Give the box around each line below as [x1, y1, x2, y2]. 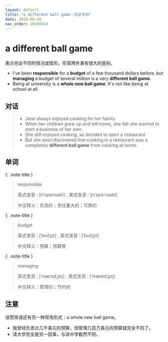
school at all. [12, 86, 39, 92]
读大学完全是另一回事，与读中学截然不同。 [12, 331, 101, 337]
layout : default [5, 7, 39, 13]
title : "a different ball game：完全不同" [5, 12, 92, 17]
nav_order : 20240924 [5, 21, 49, 27]
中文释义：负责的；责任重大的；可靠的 [17, 202, 97, 208]
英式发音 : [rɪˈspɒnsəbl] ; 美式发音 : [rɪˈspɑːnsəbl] [17, 192, 118, 198]
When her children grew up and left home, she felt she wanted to [25, 121, 159, 127]
